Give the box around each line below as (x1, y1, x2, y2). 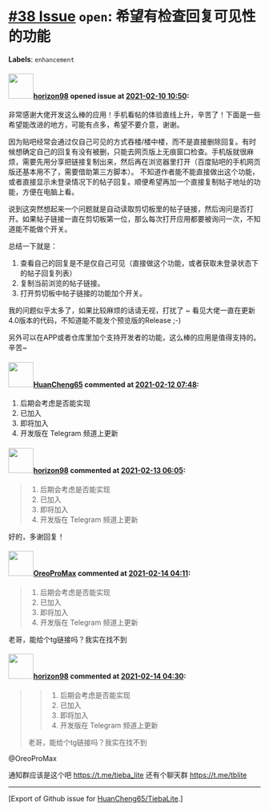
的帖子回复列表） (19, 268, 77, 278)
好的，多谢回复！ (8, 532, 65, 541)
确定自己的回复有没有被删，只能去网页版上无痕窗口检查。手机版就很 (22, 147, 247, 157)
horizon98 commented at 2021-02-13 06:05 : (33, 465, 186, 475)
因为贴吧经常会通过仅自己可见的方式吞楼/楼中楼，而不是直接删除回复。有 (8, 137, 250, 147)
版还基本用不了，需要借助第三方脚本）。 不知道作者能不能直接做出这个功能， (8, 167, 259, 177)
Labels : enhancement (8, 54, 74, 64)
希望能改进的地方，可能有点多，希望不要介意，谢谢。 (8, 120, 184, 129)
